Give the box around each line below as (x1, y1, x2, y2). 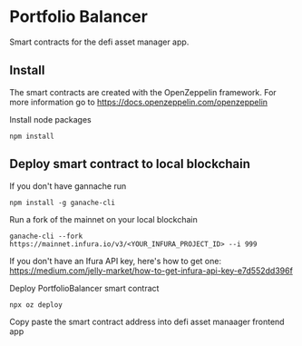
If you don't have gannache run (9, 180, 127, 192)
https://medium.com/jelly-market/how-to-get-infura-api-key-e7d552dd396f (9, 265, 293, 276)
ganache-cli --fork (9, 232, 83, 241)
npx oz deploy (9, 300, 63, 310)
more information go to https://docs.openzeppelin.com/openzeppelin (9, 96, 268, 107)
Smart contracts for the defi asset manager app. (9, 36, 190, 47)
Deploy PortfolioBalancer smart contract (9, 282, 160, 293)
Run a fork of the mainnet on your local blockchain (9, 213, 198, 224)
